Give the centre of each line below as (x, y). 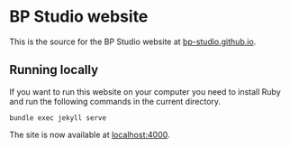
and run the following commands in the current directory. (115, 101)
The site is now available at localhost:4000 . (90, 134)
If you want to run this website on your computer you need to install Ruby (145, 91)
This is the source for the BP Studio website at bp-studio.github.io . (133, 42)
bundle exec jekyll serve (58, 118)
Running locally (54, 70)
